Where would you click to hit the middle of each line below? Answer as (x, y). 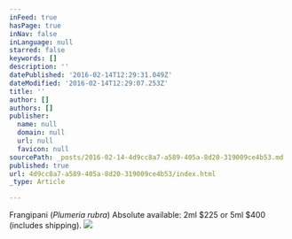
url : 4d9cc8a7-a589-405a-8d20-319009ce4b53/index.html (113, 173)
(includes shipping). (46, 226)
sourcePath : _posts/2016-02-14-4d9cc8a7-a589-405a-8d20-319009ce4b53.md (146, 157)
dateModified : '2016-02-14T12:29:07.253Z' (89, 83)
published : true (39, 166)
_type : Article (37, 182)
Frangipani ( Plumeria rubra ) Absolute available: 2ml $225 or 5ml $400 (138, 215)
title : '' (28, 91)
